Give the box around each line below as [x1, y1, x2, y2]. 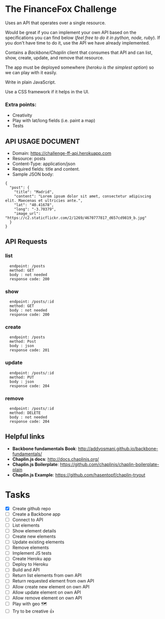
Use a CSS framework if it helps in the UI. [5, 88, 89, 94]
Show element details [12, 528, 56, 533]
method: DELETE [9, 410, 41, 415]
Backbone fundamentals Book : [12, 445, 77, 451]
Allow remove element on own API [12, 595, 82, 601]
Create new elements [12, 533, 56, 539]
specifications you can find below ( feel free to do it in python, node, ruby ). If [5, 35, 161, 41]
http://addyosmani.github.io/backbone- [78, 445, 158, 451]
